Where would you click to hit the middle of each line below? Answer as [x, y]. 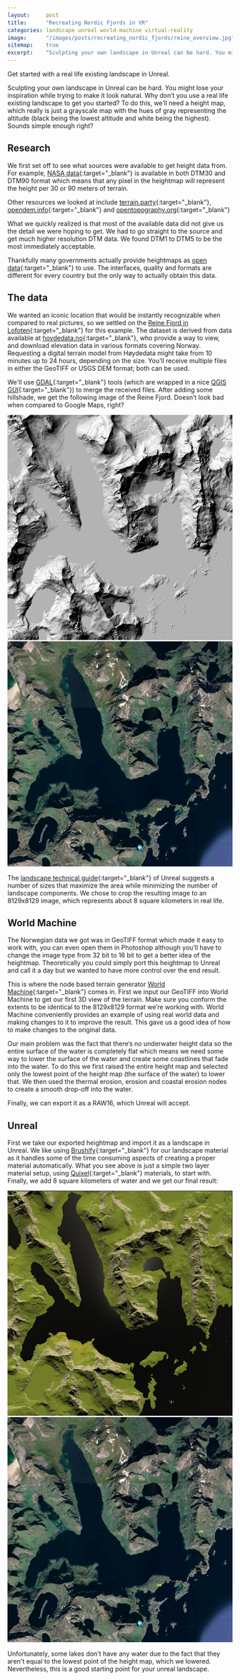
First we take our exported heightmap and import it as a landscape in [109, 1143]
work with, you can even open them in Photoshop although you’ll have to [114, 948]
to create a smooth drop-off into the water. [70, 1089]
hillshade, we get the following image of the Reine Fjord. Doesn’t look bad [116, 397]
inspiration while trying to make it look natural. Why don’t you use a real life [118, 95]
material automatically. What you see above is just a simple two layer [109, 1165]
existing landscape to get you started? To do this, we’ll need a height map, [117, 103]
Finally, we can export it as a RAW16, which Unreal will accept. [99, 1103]
